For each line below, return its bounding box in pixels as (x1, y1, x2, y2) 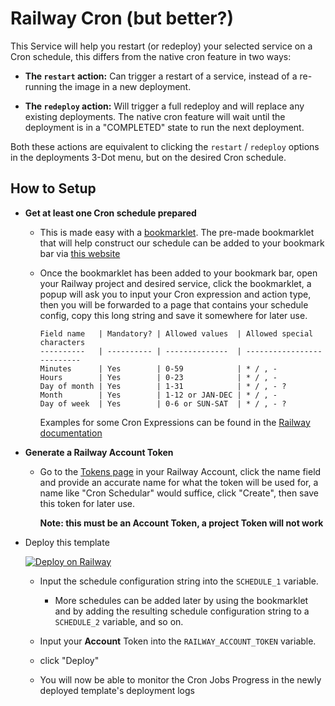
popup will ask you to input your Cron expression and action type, (39, 288, 312, 300)
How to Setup (10, 180, 97, 197)
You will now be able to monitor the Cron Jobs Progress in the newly (39, 673, 322, 686)
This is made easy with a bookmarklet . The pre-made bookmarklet (39, 226, 315, 238)
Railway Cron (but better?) (10, 7, 234, 30)
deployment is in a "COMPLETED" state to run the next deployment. (24, 121, 305, 133)
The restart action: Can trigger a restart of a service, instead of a (24, 70, 298, 82)
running (24, 80, 58, 92)
